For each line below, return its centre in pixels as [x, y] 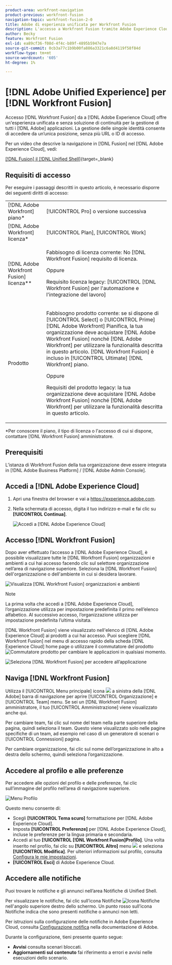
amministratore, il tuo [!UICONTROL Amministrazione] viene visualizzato [81, 707]
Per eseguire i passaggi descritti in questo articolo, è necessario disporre [82, 187]
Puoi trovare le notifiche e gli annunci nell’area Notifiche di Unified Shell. [81, 891]
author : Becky [20, 34]
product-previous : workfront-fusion [44, 15]
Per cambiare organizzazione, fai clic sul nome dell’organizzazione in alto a [84, 749]
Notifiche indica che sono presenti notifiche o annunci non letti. [72, 911]
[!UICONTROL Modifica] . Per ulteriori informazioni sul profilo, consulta [87, 852]
